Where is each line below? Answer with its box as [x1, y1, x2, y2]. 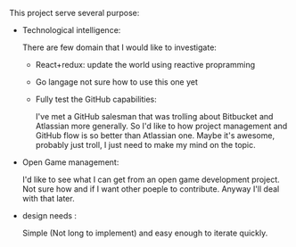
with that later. [21, 193, 75, 203]
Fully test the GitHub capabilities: [35, 94, 158, 104]
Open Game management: [21, 157, 119, 168]
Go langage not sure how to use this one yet [35, 77, 199, 87]
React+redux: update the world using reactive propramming [35, 60, 256, 70]
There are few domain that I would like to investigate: [21, 42, 217, 53]
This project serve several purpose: [9, 8, 140, 18]
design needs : [21, 210, 78, 221]
